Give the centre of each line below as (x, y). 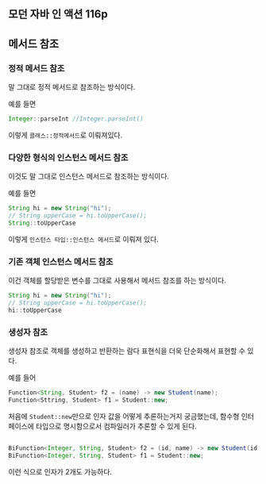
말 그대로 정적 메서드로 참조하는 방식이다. (72, 87)
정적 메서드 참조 (37, 68)
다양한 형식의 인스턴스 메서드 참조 (68, 157)
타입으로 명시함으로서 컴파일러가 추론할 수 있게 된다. (116, 426)
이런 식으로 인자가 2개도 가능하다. (60, 471)
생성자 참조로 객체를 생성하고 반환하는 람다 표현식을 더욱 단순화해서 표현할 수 (127, 351)
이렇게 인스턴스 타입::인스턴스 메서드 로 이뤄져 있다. (83, 239)
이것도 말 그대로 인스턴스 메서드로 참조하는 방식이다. (89, 176)
